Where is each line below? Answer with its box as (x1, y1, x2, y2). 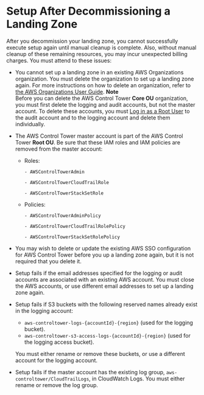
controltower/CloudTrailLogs (15, 376, 90, 382)
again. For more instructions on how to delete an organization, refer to (15, 81, 191, 89)
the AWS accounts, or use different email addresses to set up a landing (15, 282, 194, 290)
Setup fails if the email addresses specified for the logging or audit (15, 269, 183, 277)
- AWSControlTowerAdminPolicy (24, 212, 102, 219)
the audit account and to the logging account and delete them (15, 114, 171, 121)
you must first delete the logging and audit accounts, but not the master (15, 101, 195, 108)
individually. (15, 120, 46, 127)
